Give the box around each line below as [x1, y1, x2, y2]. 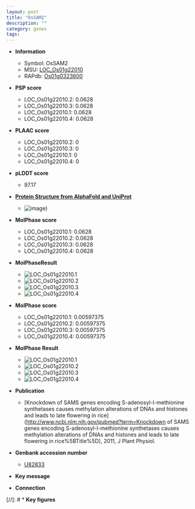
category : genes [6, 25, 47, 32]
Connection [14, 484, 45, 491]
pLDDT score [14, 170, 49, 177]
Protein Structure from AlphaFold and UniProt [14, 193, 132, 200]
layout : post [6, 8, 39, 15]
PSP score [14, 84, 42, 91]
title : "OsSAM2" [6, 15, 47, 21]
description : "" [6, 20, 47, 26]
